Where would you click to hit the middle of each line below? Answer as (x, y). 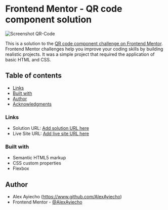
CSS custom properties (37, 163)
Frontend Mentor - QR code (64, 9)
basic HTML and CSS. (28, 59)
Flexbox (21, 168)
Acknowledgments (32, 104)
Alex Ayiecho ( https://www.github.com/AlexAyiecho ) (67, 197)
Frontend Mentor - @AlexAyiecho (47, 202)
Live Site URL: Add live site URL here (51, 134)
